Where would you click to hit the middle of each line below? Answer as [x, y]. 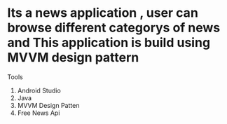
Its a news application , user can [103, 13]
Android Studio [39, 90]
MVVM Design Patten [48, 105]
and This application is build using [109, 43]
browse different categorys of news [114, 28]
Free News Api [39, 113]
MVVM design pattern [73, 58]
